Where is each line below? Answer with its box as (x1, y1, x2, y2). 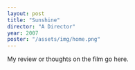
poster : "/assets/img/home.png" (7, 36, 100, 43)
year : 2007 (7, 29, 39, 37)
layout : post (7, 10, 45, 17)
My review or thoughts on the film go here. (7, 55, 129, 63)
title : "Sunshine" (7, 17, 60, 24)
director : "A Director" (7, 23, 76, 30)
